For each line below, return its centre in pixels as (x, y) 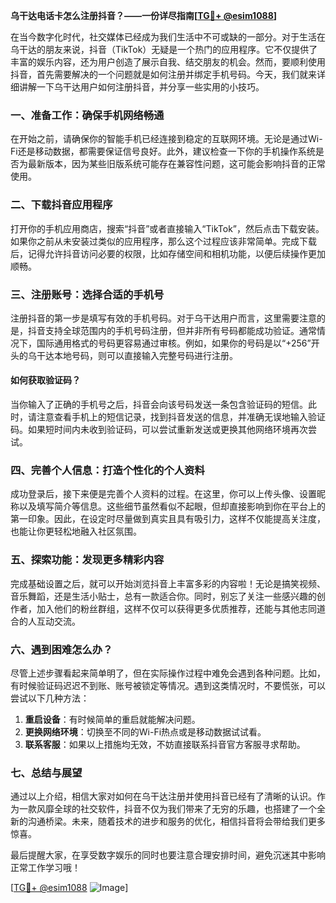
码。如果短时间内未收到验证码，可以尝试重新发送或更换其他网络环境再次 (159, 430)
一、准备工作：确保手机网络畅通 (87, 115)
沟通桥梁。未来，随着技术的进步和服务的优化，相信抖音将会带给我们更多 (176, 821)
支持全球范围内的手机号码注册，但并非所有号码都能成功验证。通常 (180, 330)
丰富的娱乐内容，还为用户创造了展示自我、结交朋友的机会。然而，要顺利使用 (168, 62)
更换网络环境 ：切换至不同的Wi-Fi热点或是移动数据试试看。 (145, 731)
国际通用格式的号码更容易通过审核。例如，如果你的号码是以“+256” (174, 343)
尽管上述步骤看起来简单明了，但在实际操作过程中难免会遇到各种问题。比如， (168, 673)
